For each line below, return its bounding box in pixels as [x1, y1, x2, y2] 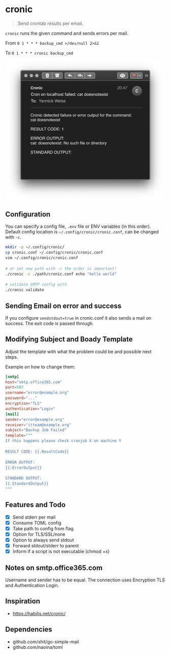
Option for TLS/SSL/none [12, 531, 66, 537]
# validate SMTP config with [5, 282, 67, 287]
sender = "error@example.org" [5, 417, 65, 422]
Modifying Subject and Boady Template [5, 335, 133, 343]
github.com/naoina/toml [12, 644, 63, 650]
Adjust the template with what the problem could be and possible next [5, 349, 152, 355]
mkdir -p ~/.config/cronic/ [5, 245, 65, 250]
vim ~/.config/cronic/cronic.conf [5, 255, 79, 260]
